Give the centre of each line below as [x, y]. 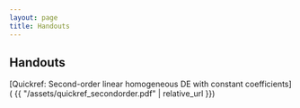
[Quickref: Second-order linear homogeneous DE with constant [127, 84]
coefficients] [269, 84]
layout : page [34, 18]
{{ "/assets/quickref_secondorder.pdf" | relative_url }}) [115, 94]
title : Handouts [40, 26]
